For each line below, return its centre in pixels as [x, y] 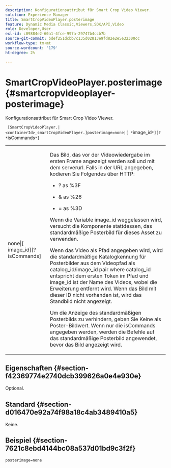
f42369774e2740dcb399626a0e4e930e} [73, 376]
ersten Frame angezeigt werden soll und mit [103, 161]
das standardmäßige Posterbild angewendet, [104, 339]
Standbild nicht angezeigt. [81, 301]
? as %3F [70, 186]
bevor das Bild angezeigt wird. [86, 345]
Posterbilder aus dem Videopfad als [93, 263]
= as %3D [70, 209]
